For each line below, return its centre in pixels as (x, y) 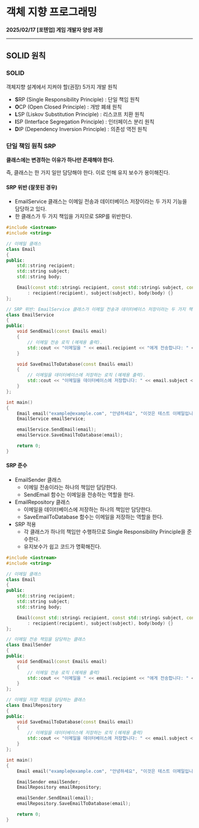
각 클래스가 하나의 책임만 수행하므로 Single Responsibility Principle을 (105, 531)
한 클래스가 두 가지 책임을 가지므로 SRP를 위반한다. (73, 216)
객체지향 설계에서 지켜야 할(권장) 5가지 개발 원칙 (62, 87)
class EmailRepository (34, 706)
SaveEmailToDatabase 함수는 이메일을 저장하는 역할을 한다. (94, 517)
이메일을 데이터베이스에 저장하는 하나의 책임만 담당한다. (88, 509)
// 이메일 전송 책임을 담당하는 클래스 (46, 639)
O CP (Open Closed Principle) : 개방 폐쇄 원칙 (68, 107)
